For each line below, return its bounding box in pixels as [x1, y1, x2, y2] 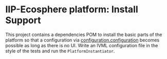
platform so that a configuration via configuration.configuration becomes [5, 37, 160, 43]
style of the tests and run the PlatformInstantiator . [5, 48, 115, 54]
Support [5, 14, 41, 26]
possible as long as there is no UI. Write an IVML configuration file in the [5, 42, 158, 48]
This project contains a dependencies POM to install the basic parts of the [5, 31, 162, 37]
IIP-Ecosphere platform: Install [5, 4, 138, 15]
